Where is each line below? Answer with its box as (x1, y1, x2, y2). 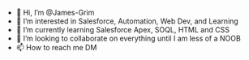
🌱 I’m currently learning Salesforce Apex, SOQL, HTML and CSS (15, 25, 230, 34)
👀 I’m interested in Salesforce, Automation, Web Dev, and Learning (15, 16, 239, 26)
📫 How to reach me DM (15, 43, 97, 52)
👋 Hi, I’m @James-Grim (15, 8, 95, 17)
